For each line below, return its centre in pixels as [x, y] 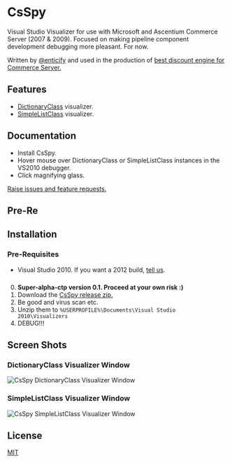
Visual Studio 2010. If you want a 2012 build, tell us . [91, 270]
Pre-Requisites [33, 254]
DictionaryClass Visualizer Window [69, 365]
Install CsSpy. [37, 153]
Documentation [42, 136]
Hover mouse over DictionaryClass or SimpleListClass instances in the [118, 160]
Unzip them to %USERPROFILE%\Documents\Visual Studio [96, 310]
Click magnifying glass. [51, 175]
